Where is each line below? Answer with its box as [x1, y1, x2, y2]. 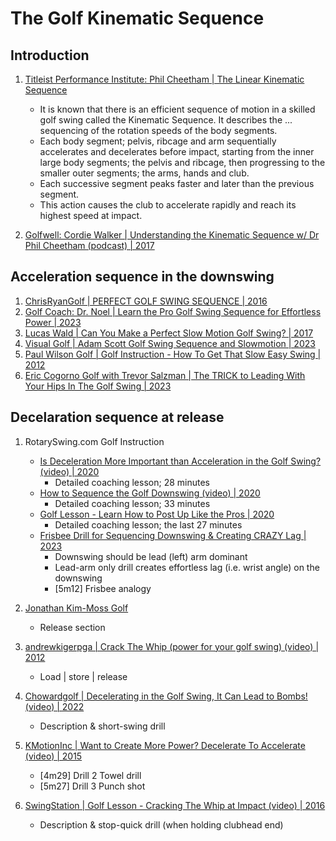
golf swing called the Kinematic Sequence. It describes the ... [39, 114, 293, 126]
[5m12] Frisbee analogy [54, 582, 152, 594]
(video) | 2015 [24, 750, 83, 762]
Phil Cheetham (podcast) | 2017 [24, 240, 155, 251]
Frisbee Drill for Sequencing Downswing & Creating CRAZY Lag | [39, 529, 307, 541]
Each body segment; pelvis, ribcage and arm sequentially [39, 135, 277, 147]
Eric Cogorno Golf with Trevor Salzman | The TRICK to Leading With [24, 369, 306, 381]
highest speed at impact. [39, 210, 143, 221]
